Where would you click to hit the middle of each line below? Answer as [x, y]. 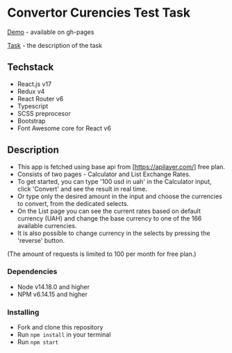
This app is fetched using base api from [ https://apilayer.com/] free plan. [121, 166]
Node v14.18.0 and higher [53, 286]
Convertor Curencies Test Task [99, 13]
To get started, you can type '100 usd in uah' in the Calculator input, [114, 181]
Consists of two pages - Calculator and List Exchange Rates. [104, 174]
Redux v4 [31, 91]
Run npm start [38, 342]
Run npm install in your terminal [64, 335]
